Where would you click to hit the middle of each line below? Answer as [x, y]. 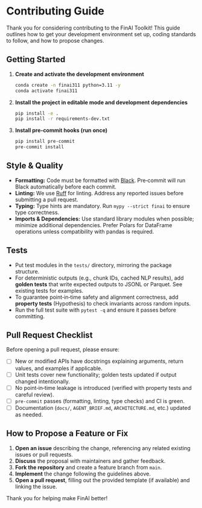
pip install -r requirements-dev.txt [62, 119]
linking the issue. [36, 486]
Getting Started [36, 59]
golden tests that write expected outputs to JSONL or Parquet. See [99, 284]
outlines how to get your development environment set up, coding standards [101, 34]
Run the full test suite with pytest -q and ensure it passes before [96, 310]
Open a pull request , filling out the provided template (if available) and [102, 480]
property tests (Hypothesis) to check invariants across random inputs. [103, 303]
